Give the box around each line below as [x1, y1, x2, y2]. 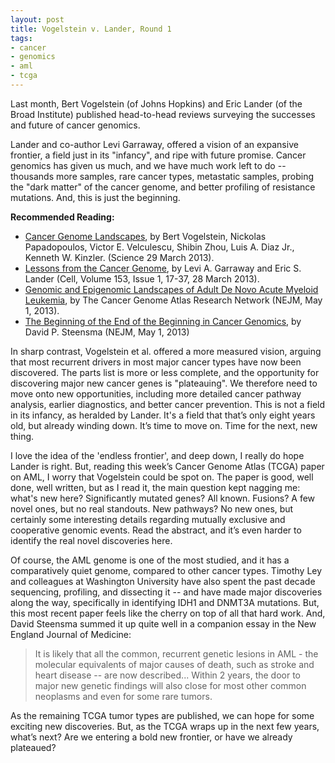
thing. [10, 430, 35, 442]
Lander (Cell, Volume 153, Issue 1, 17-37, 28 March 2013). [24, 272, 260, 285]
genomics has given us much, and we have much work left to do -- [10, 159, 287, 171]
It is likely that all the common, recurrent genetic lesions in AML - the [34, 647, 319, 660]
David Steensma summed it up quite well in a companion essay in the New [10, 617, 317, 630]
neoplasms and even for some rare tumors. [34, 690, 213, 702]
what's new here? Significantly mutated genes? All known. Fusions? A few [10, 492, 316, 504]
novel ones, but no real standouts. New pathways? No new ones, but [10, 502, 294, 515]
